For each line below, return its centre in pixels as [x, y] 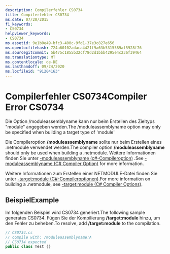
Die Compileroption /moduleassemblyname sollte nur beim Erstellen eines [83, 142]
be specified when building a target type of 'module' [60, 132]
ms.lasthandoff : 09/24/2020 [35, 67]
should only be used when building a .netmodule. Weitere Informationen [80, 152]
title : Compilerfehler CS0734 [37, 15]
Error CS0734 [35, 107]
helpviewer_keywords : [28, 34]
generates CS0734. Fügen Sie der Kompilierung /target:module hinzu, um [83, 218]
